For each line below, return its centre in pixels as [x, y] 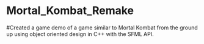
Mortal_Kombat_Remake [70, 11]
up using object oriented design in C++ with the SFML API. [80, 34]
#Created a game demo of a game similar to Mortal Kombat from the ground [102, 28]
